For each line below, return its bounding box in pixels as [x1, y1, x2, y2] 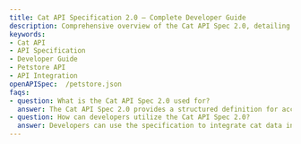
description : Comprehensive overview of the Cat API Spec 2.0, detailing [9, 21, 291, 30]
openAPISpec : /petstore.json [9, 80, 123, 89]
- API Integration [9, 72, 78, 80]
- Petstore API [9, 64, 66, 72]
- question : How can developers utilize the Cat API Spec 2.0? [9, 113, 251, 122]
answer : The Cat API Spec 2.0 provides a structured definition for [17, 105, 279, 114]
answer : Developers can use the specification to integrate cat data [17, 122, 282, 131]
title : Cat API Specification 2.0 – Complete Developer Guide [9, 13, 246, 22]
